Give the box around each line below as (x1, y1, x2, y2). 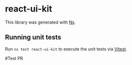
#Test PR (5, 55, 23, 61)
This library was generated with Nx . (5, 19, 76, 25)
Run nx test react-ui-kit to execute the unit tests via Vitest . (5, 46, 127, 52)
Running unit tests (5, 33, 61, 41)
